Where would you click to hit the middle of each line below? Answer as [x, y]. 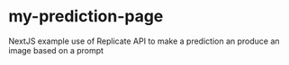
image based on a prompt [56, 50]
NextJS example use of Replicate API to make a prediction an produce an [144, 41]
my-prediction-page [86, 16]
